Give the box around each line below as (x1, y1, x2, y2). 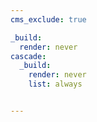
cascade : (10, 51, 47, 61)
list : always (28, 79, 83, 90)
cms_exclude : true (10, 14, 87, 25)
